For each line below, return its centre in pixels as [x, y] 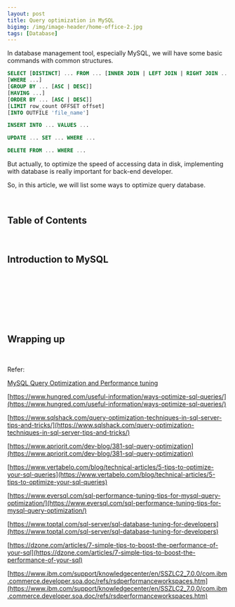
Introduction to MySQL [58, 260]
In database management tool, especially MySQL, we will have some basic [115, 53]
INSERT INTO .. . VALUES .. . [48, 125]
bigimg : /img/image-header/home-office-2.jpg [75, 27]
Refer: [16, 369]
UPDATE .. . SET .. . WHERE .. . [52, 138]
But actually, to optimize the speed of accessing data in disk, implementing [115, 164]
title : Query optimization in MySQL [61, 20]
